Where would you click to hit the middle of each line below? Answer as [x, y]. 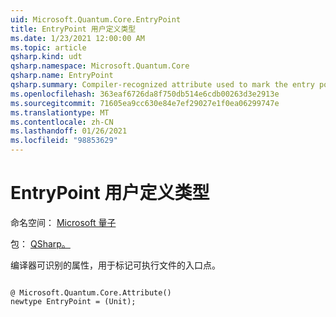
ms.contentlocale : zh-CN [62, 122]
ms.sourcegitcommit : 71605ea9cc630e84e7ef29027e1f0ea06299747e [145, 103]
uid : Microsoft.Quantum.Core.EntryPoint [96, 19]
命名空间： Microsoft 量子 [63, 222]
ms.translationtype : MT [60, 112]
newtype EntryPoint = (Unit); [73, 301]
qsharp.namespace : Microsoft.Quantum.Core [100, 66]
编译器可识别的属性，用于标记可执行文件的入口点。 [115, 265]
